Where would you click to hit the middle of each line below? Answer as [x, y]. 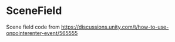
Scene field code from [33, 27]
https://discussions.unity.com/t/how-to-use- [115, 27]
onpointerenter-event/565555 [42, 33]
